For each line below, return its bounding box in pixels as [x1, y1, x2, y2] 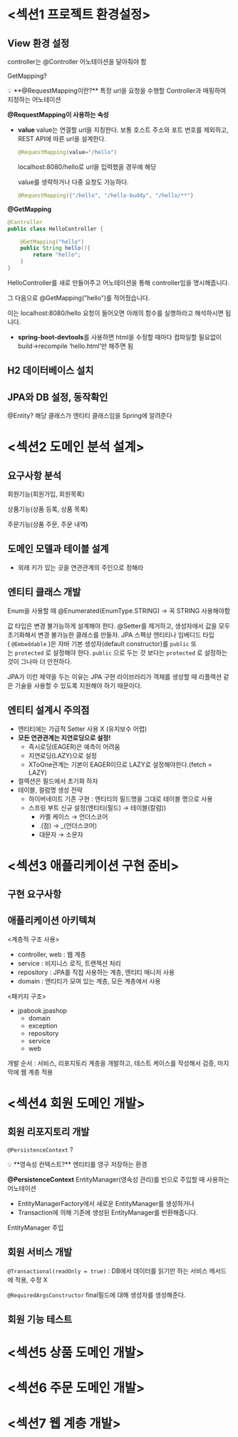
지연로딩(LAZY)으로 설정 [28, 751, 98, 760]
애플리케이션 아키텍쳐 [7, 914, 96, 927]
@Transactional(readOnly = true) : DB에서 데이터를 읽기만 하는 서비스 [7, 1267, 208, 1275]
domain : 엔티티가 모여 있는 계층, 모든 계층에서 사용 [17, 976, 161, 985]
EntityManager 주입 [7, 1223, 64, 1232]
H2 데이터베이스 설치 [7, 364, 94, 377]
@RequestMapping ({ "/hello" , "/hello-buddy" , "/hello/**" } [17, 192, 194, 199]
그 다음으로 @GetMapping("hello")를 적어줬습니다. [7, 293, 150, 302]
